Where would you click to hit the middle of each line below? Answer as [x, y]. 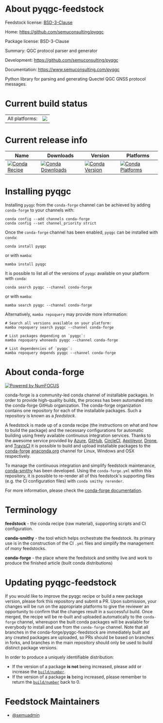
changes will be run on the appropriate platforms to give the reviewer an [77, 606]
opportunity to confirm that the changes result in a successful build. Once [79, 611]
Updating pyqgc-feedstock [61, 582]
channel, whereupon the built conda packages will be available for [83, 622]
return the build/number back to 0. [46, 682]
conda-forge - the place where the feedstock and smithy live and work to [79, 558]
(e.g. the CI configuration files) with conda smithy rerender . [64, 481]
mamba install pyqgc [26, 264]
